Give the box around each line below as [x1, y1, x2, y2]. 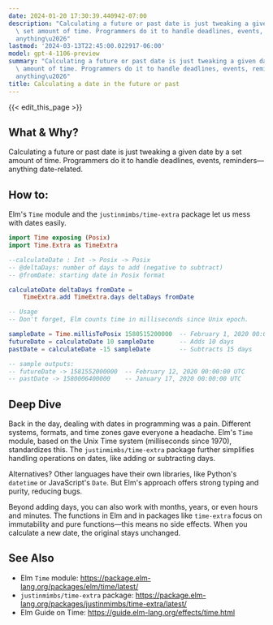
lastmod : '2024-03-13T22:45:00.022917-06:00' [8, 42, 165, 50]
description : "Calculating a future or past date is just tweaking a [8, 19, 249, 28]
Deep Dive [8, 397, 62, 411]
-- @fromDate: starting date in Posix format [8, 271, 165, 279]
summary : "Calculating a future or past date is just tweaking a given [8, 58, 256, 66]
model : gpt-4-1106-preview [8, 50, 100, 58]
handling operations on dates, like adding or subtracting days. [8, 454, 216, 463]
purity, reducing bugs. [8, 486, 83, 496]
